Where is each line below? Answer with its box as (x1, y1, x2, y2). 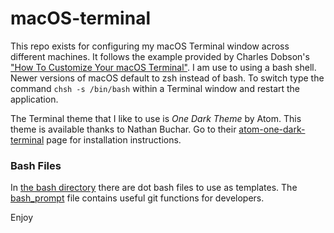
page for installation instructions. (46, 133, 182, 146)
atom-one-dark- (238, 123, 306, 135)
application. (10, 93, 59, 105)
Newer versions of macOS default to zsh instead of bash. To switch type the (10, 72, 325, 84)
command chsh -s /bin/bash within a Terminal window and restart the (10, 82, 301, 94)
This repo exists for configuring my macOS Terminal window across (10, 40, 290, 52)
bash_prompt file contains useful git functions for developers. (10, 192, 265, 204)
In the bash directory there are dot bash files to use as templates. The (10, 182, 298, 194)
